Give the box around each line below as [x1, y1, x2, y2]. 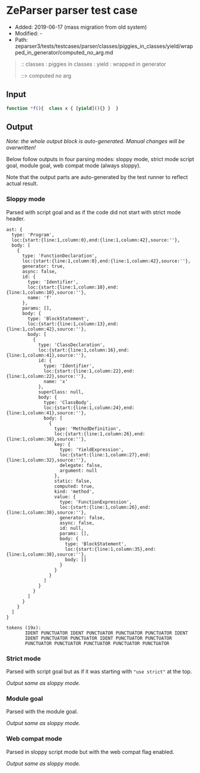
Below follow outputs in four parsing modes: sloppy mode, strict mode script [6, 156, 195, 163]
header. [6, 215, 25, 222]
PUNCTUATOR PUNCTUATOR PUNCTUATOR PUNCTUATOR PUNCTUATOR [24, 640, 170, 647]
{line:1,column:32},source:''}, [6, 457, 87, 463]
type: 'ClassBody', [44, 399, 93, 405]
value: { [54, 493, 76, 500]
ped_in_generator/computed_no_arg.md [14, 48, 113, 56]
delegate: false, [59, 462, 103, 468]
